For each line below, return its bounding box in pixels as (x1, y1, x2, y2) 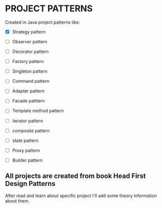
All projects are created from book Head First (5, 172, 146, 180)
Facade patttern (12, 98, 45, 104)
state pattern (12, 138, 38, 143)
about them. (5, 198, 30, 204)
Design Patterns (5, 179, 56, 188)
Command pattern (12, 78, 50, 84)
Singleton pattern (12, 69, 48, 74)
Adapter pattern (12, 88, 45, 94)
